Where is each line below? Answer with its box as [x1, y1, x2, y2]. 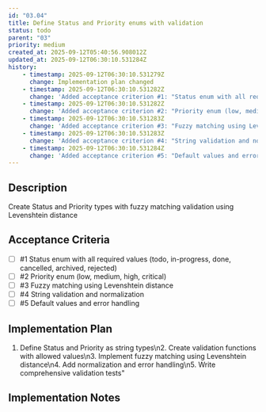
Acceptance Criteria [8, 233, 110, 246]
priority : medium [8, 41, 66, 49]
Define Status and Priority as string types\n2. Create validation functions [19, 343, 256, 353]
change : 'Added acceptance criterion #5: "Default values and [28, 151, 239, 159]
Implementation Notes [8, 391, 121, 405]
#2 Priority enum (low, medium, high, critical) [19, 271, 167, 281]
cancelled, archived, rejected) [19, 263, 117, 273]
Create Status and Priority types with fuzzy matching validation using [8, 202, 234, 212]
